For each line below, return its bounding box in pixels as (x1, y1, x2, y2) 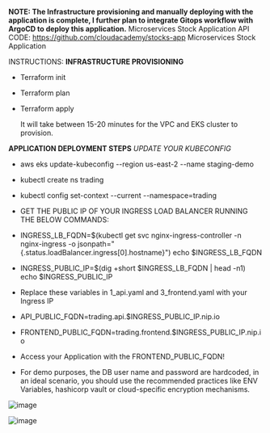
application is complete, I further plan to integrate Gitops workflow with (8, 15, 253, 25)
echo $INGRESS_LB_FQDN (172, 248, 263, 257)
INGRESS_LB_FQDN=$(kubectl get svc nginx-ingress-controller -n (19, 230, 242, 240)
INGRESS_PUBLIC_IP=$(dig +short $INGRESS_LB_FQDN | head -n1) (19, 263, 247, 273)
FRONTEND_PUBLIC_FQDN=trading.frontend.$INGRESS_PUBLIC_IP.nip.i (19, 327, 261, 337)
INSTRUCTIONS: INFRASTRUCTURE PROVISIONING (8, 57, 184, 66)
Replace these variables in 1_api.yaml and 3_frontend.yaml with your (19, 288, 248, 297)
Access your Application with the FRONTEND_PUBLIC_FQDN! (19, 351, 225, 361)
